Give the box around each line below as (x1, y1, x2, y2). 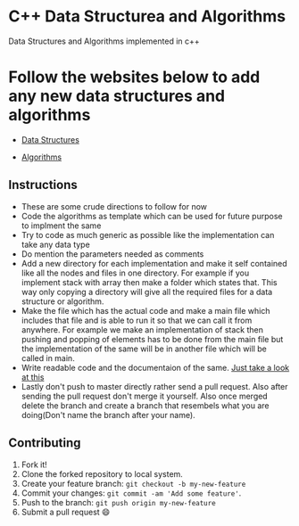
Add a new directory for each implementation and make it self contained (21, 258, 287, 268)
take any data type (21, 239, 90, 250)
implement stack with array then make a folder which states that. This (21, 276, 278, 287)
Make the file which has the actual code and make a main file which (21, 305, 270, 316)
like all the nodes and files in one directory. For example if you (21, 267, 250, 278)
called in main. (21, 352, 75, 363)
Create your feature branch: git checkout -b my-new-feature (21, 478, 246, 489)
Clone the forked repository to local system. (21, 468, 184, 479)
